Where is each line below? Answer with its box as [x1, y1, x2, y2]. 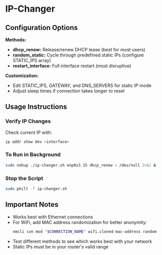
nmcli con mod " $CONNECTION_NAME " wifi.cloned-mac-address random [12, 229, 157, 234]
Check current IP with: [5, 129, 52, 135]
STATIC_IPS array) [12, 57, 51, 63]
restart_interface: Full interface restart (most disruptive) [12, 63, 131, 69]
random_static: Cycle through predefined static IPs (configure [12, 52, 144, 58]
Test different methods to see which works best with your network [12, 238, 152, 244]
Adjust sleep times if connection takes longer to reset [12, 88, 125, 94]
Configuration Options [5, 23, 78, 32]
